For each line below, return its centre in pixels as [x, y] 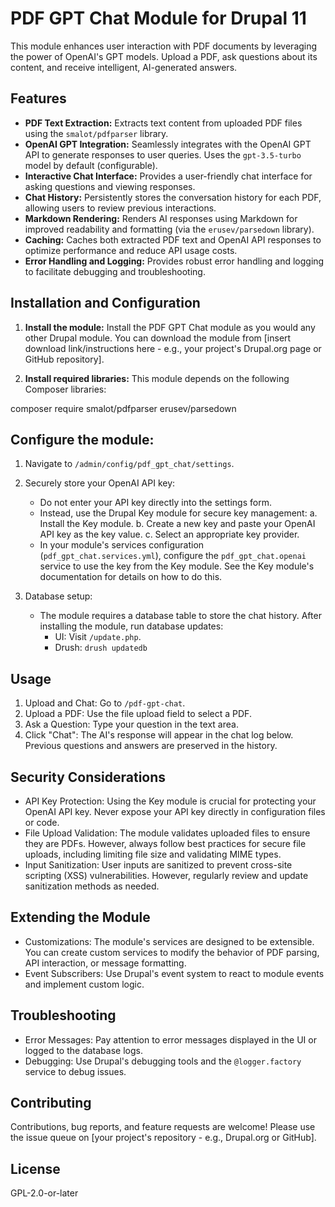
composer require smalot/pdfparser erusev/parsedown [123, 408]
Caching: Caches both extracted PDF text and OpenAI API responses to [173, 239]
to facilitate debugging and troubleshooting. [115, 271]
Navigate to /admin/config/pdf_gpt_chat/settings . [129, 464]
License [35, 1168]
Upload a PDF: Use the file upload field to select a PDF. [138, 714]
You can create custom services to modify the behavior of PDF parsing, [172, 952]
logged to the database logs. [83, 1050]
